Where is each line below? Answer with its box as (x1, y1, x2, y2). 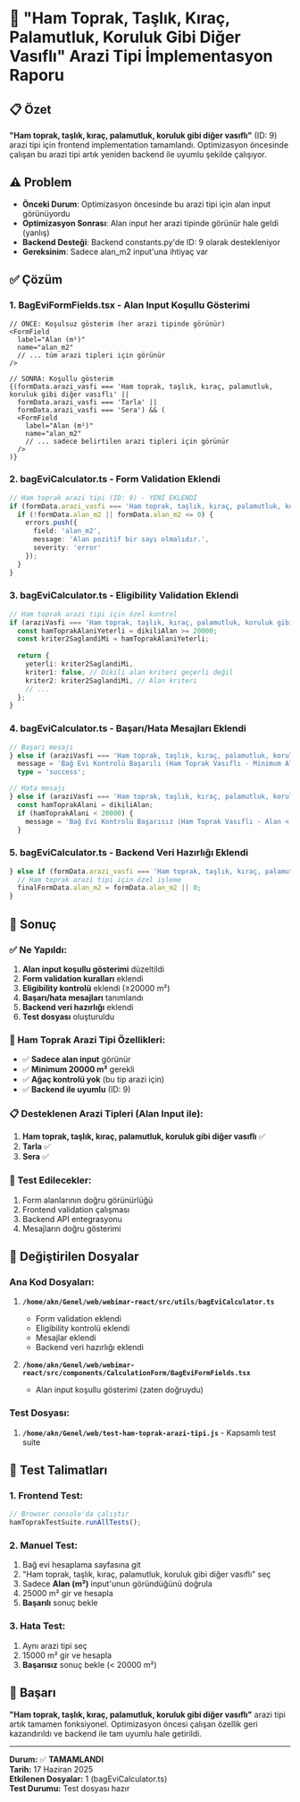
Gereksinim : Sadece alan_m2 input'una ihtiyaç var (21, 246, 208, 257)
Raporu (9, 65, 65, 86)
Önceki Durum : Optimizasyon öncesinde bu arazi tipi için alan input (21, 199, 271, 209)
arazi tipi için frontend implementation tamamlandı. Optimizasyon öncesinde (9, 140, 288, 150)
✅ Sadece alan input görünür (21, 1054, 131, 1065)
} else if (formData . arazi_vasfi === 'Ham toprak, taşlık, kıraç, (9, 867, 262, 876)
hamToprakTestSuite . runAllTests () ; (9, 1518, 142, 1527)
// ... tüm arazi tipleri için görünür (17, 351, 166, 360)
